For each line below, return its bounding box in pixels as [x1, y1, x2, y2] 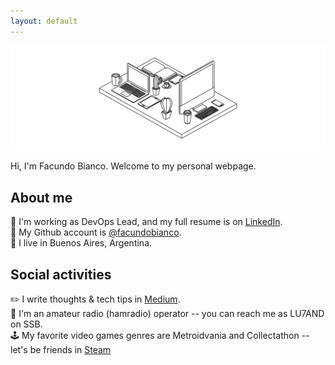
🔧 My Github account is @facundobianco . [10, 226, 182, 239]
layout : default [10, 16, 78, 26]
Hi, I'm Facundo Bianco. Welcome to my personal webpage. [10, 160, 257, 172]
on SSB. [10, 318, 43, 330]
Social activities [10, 266, 112, 283]
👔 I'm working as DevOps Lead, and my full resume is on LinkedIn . [10, 216, 283, 228]
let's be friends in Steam [10, 344, 112, 356]
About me [10, 189, 73, 206]
